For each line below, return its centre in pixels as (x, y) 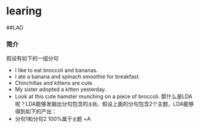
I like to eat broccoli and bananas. (56, 71)
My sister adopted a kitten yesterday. (60, 89)
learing (24, 11)
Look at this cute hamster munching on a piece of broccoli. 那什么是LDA (104, 96)
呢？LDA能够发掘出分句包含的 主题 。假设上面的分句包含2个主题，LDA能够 (104, 104)
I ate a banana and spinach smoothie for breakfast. (77, 77)
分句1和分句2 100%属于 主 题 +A (53, 119)
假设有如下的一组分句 (32, 59)
